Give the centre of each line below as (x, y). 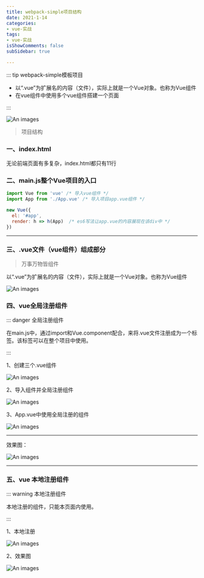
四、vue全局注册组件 (37, 305)
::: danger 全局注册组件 (35, 320)
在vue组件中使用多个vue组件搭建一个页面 (67, 95)
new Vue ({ (19, 210)
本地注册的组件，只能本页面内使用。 (52, 507)
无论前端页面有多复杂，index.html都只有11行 (61, 163)
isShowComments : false (35, 46)
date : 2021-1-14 (27, 18)
